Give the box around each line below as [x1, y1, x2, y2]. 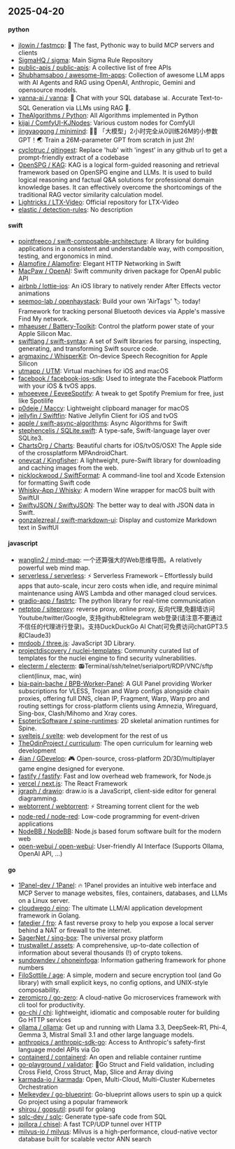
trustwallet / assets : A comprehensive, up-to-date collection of [17, 941, 199, 950]
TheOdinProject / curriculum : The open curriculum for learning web [17, 739, 213, 747]
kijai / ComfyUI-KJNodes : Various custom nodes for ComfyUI [17, 119, 195, 127]
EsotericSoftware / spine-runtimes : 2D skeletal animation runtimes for [17, 717, 220, 725]
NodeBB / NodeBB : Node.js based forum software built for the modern [17, 827, 222, 835]
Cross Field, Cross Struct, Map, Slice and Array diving [17, 1068, 173, 1076]
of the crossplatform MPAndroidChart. [17, 448, 129, 457]
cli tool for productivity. [17, 1001, 85, 1009]
